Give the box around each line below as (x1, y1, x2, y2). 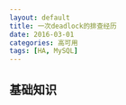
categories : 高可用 (9, 38, 78, 48)
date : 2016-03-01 (9, 30, 75, 39)
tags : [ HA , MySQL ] (9, 47, 78, 56)
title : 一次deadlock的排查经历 (9, 22, 117, 31)
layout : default (9, 13, 70, 22)
